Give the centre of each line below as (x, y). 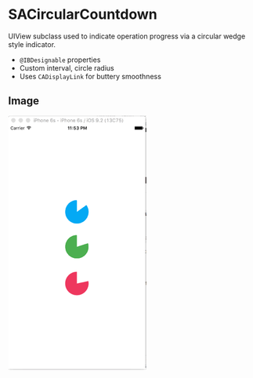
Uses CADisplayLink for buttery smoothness (90, 76)
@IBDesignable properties (60, 60)
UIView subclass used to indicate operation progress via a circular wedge (127, 36)
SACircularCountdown (83, 15)
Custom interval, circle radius (67, 67)
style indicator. (32, 44)
